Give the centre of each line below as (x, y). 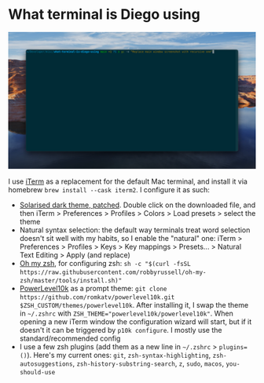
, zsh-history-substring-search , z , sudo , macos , (148, 363)
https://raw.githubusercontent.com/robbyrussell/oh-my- (113, 272)
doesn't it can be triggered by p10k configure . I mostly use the (121, 330)
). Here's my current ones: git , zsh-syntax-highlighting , (119, 355)
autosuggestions (46, 364)
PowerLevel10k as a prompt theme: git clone (93, 288)
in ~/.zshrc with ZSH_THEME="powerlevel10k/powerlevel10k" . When (126, 313)
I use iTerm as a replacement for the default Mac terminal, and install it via (128, 181)
